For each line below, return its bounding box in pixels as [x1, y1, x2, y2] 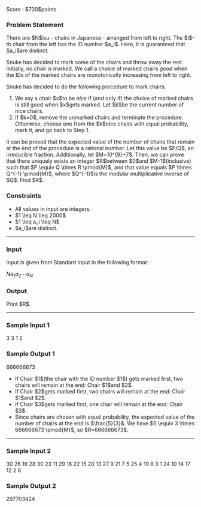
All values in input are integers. [14, 205, 92, 213]
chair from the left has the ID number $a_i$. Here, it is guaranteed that [12, 41, 185, 48]
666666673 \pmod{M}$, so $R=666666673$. [14, 426, 129, 433]
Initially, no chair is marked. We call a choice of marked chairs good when [6, 65, 188, 72]
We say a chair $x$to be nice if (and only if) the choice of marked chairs [14, 95, 193, 102]
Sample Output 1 [6, 350, 55, 358]
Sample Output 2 [6, 481, 56, 490]
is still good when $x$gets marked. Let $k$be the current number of [14, 101, 184, 108]
